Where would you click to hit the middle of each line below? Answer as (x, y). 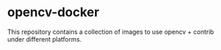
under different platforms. (45, 39)
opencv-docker (53, 12)
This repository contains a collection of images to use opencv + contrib (111, 32)
